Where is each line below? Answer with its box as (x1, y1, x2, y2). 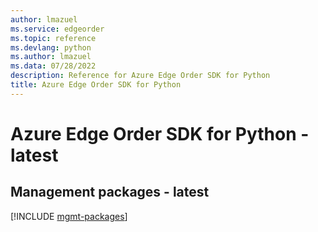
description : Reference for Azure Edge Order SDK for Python (10, 71, 271, 81)
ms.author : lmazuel (10, 52, 92, 62)
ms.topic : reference (10, 33, 97, 43)
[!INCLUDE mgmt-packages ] (10, 210, 128, 222)
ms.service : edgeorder (10, 24, 105, 34)
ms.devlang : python (10, 42, 92, 53)
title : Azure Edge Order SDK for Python (10, 80, 182, 90)
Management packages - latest (10, 184, 210, 201)
